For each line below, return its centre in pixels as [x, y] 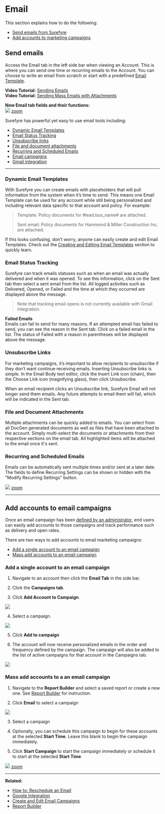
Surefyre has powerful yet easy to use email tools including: [66, 120]
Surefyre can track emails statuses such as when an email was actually [77, 273]
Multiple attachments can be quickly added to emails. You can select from [80, 423]
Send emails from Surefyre [39, 32]
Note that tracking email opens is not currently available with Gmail [85, 304]
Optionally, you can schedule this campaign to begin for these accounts [85, 731]
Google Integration [31, 795]
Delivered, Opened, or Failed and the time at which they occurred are [75, 289]
